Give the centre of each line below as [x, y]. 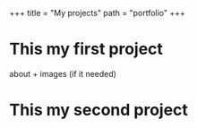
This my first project [86, 49]
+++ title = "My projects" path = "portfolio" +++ [98, 13]
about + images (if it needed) [63, 73]
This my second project [98, 110]
